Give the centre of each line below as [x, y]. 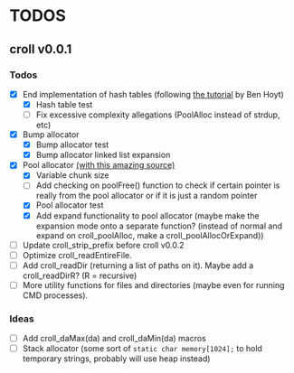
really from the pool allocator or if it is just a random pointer [147, 196]
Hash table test [64, 104]
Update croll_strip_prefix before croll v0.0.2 [103, 245]
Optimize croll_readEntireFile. [77, 255]
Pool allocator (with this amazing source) [99, 165]
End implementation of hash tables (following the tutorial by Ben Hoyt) [153, 94]
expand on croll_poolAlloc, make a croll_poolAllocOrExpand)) [150, 235]
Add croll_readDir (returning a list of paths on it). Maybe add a [138, 265]
